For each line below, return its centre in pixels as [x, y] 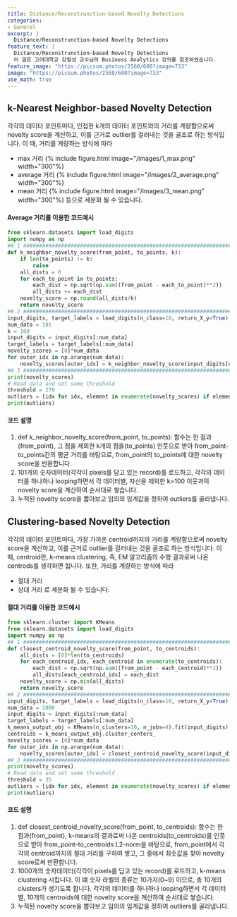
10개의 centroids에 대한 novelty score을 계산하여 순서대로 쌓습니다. [121, 897]
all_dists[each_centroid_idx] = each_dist [96, 675]
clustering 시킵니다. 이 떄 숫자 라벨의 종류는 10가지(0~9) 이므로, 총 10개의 [120, 880]
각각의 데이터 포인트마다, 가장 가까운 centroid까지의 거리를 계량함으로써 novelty [117, 540]
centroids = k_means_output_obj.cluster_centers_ [82, 734]
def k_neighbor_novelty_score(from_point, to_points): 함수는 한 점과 [115, 437]
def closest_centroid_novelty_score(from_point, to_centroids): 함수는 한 [120, 827]
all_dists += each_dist [67, 292]
